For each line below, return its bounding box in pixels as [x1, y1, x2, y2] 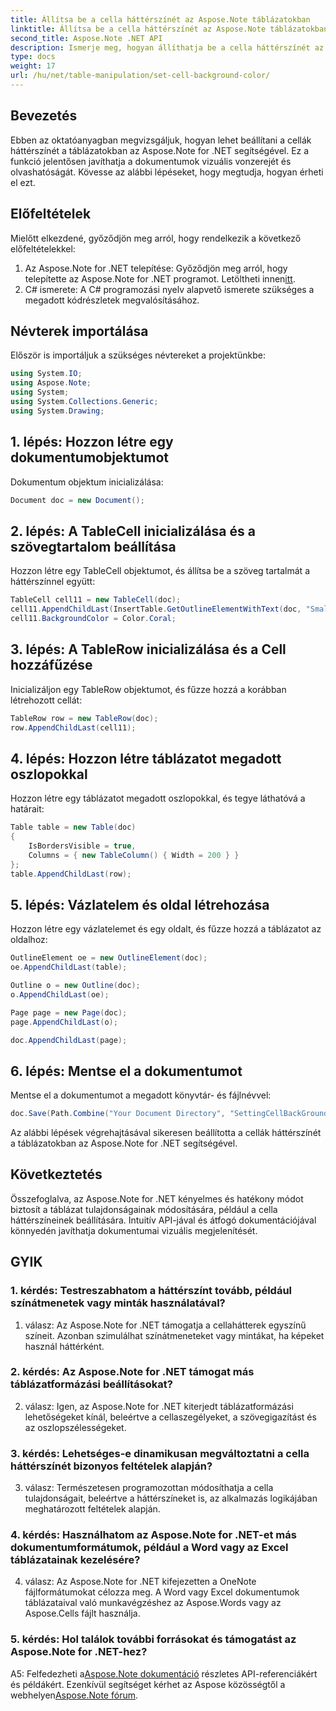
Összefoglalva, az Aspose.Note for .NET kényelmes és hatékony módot [10, 1192, 304, 1205]
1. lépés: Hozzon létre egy [10, 434, 174, 451]
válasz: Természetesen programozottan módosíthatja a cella [24, 1482, 274, 1494]
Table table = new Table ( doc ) [10, 822, 137, 833]
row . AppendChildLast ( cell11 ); [10, 722, 137, 733]
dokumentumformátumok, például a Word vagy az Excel [10, 1541, 289, 1555]
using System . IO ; [10, 369, 83, 379]
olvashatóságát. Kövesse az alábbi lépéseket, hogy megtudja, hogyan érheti [10, 166, 324, 178]
